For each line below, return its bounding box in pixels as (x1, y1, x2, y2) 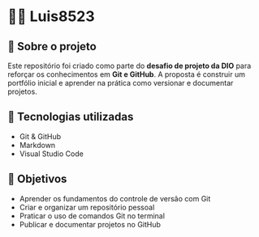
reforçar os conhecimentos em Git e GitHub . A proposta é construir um (7, 70, 245, 79)
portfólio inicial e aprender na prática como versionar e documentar (7, 78, 234, 87)
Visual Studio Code (19, 149, 84, 159)
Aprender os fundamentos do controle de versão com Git (19, 193, 211, 203)
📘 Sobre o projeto (7, 40, 97, 53)
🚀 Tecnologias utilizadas (7, 110, 134, 124)
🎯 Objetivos (7, 172, 67, 186)
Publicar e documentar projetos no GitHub (19, 219, 162, 229)
